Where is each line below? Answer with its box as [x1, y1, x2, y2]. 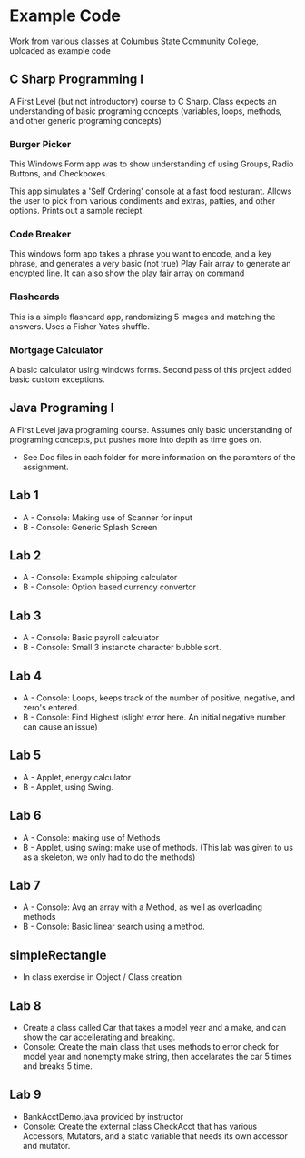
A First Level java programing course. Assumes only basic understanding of [9, 424, 293, 435]
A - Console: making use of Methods [22, 831, 161, 842]
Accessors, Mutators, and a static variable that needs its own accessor [22, 1130, 289, 1142]
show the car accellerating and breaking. [22, 1032, 176, 1042]
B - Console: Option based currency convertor [22, 581, 197, 592]
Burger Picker [9, 137, 72, 150]
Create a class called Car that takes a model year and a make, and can [22, 1022, 287, 1033]
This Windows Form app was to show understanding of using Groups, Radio [9, 158, 294, 169]
